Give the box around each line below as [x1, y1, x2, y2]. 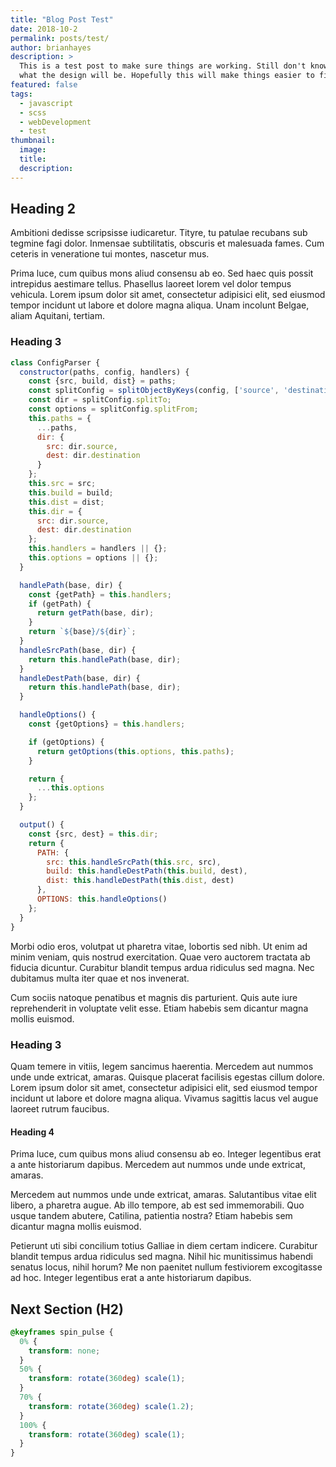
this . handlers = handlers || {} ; [28, 544, 168, 554]
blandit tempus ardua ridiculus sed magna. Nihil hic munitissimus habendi [10, 1251, 313, 1263]
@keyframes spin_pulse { [10, 1327, 114, 1337]
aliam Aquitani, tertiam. [10, 310, 105, 322]
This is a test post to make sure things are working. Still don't [19, 61, 307, 71]
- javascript [19, 98, 74, 108]
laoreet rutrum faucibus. [10, 1102, 110, 1115]
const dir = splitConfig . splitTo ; [28, 395, 172, 405]
